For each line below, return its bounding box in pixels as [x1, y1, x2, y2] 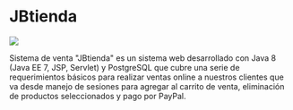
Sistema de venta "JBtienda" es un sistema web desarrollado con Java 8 [9, 52, 276, 63]
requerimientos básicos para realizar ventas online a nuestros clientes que [9, 72, 284, 82]
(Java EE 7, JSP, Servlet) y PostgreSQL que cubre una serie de [9, 62, 240, 72]
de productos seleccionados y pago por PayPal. [9, 90, 186, 101]
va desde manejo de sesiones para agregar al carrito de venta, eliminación [9, 80, 285, 91]
